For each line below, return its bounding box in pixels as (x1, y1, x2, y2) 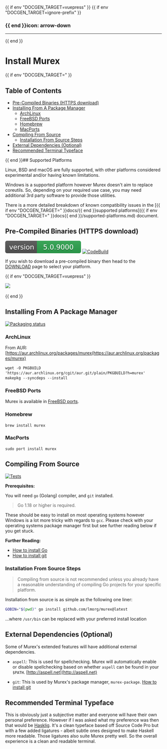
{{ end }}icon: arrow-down (5, 22, 71, 29)
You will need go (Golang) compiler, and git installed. (5, 492, 114, 498)
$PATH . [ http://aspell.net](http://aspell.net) (12, 669, 97, 675)
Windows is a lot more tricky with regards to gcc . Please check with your (5, 517, 154, 523)
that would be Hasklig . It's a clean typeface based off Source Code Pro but (5, 723, 159, 729)
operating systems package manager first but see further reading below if (5, 522, 157, 528)
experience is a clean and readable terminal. (5, 739, 96, 745)
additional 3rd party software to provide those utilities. (5, 192, 116, 199)
